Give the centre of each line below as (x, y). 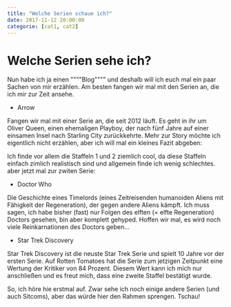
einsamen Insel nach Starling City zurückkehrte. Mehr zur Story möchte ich (114, 136)
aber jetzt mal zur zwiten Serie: (51, 171)
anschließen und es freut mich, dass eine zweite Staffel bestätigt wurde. (110, 276)
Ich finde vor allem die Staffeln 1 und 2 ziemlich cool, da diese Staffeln (107, 157)
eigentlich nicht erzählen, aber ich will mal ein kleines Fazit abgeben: (104, 143)
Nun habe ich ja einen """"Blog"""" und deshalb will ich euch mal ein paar (112, 79)
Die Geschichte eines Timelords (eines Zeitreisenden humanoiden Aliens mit (115, 198)
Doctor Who (34, 184)
